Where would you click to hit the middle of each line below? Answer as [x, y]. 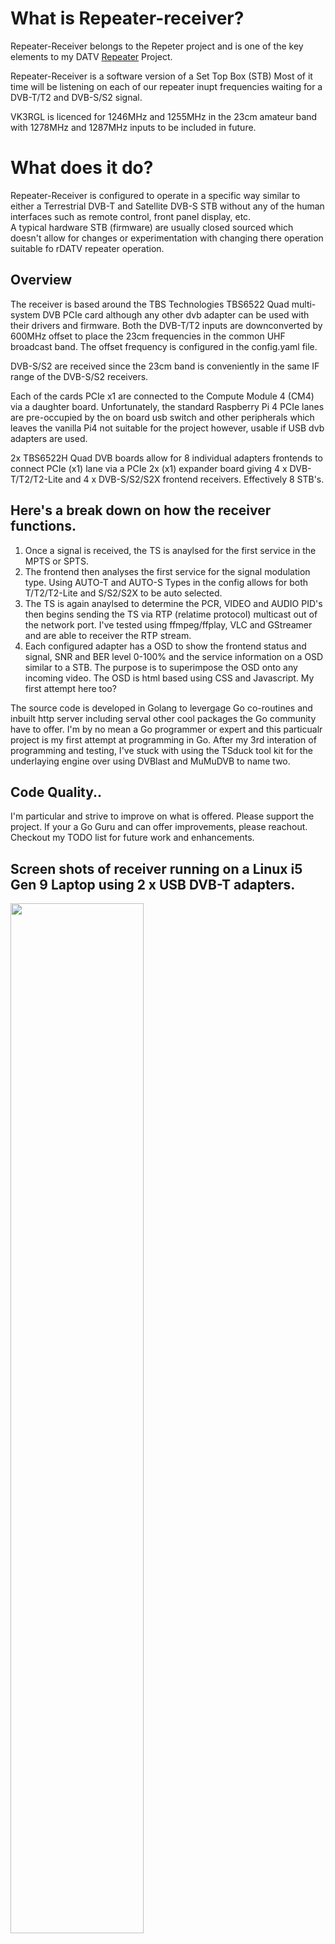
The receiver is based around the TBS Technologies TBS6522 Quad [150, 304]
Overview [41, 280]
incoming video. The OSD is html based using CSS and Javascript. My [169, 678]
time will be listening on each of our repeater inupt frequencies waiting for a [166, 86]
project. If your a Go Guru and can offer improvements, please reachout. [159, 827]
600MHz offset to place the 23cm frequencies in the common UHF [148, 336]
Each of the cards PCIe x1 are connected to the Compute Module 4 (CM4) [162, 396]
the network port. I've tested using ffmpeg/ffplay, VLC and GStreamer [168, 624]
